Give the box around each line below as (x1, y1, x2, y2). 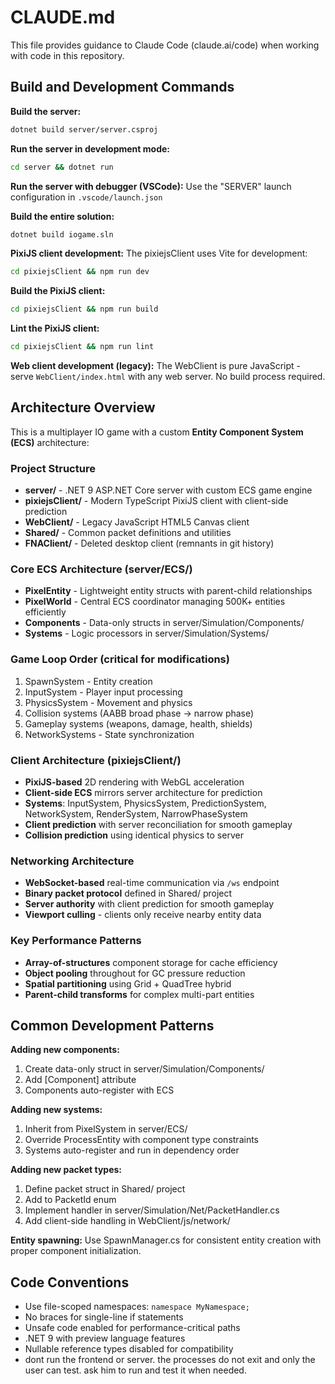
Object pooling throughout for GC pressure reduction (24, 967, 246, 979)
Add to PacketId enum (24, 1194, 117, 1206)
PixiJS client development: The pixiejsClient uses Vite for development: (10, 247, 308, 260)
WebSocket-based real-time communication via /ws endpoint (24, 877, 280, 889)
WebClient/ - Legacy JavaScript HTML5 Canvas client (24, 516, 250, 528)
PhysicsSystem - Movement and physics (24, 696, 193, 708)
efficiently (24, 606, 67, 618)
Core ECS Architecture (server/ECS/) (10, 562, 193, 576)
